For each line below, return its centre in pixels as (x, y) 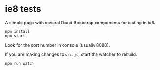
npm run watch (20, 63)
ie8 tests (23, 9)
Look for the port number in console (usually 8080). (58, 45)
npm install (17, 31)
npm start (15, 36)
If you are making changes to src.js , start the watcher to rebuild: (71, 54)
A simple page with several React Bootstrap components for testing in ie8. (80, 23)
